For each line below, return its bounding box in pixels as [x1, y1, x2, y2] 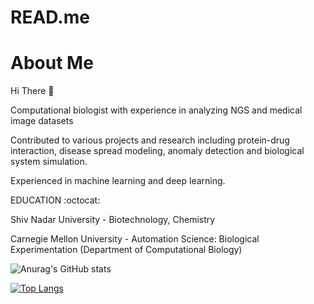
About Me [10, 52, 94, 75]
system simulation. [10, 156, 88, 168]
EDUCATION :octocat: [10, 194, 101, 206]
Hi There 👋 [10, 85, 55, 97]
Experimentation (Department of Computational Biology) [10, 244, 243, 256]
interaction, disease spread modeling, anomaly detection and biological [10, 145, 305, 157]
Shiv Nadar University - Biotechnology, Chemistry [10, 214, 216, 226]
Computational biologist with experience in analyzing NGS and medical [10, 104, 303, 116]
